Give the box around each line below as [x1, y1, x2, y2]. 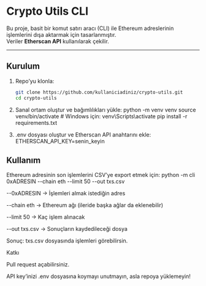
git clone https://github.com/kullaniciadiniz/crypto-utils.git [15, 89, 183, 96]
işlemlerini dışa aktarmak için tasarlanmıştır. [6, 31, 116, 38]
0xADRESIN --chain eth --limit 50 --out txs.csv [6, 178, 125, 185]
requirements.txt [15, 119, 58, 126]
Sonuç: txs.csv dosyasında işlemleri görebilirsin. [6, 237, 128, 244]
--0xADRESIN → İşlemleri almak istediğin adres [6, 190, 126, 197]
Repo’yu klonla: [15, 77, 55, 85]
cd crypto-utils [15, 95, 57, 101]
